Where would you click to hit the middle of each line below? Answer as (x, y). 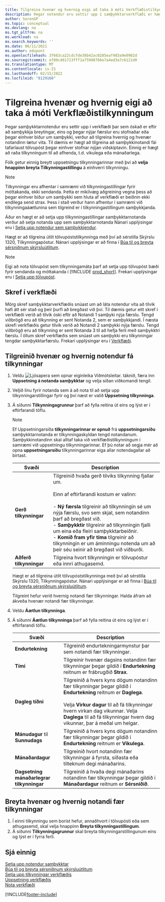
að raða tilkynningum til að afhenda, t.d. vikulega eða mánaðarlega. (73, 152)
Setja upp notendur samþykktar (37, 864)
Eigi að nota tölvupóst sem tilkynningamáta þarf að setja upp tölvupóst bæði (82, 266)
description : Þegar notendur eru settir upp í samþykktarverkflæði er (79, 14)
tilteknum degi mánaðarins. (95, 764)
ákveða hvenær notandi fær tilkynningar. (53, 601)
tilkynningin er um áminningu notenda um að (104, 544)
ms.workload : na (22, 37)
